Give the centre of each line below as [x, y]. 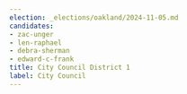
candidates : [31, 26]
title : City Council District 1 [70, 68]
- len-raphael [36, 43]
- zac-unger [31, 34]
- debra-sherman [40, 51]
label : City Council [48, 76]
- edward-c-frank [42, 59]
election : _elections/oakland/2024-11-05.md [94, 17]
